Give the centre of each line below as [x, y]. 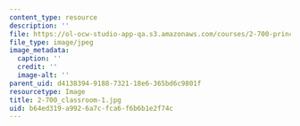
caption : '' [40, 59]
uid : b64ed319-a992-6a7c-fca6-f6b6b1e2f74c [92, 108]
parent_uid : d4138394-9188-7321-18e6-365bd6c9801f [105, 83]
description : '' [39, 26]
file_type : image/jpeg [51, 42]
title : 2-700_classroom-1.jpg [66, 100]
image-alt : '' [43, 75]
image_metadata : [39, 51]
